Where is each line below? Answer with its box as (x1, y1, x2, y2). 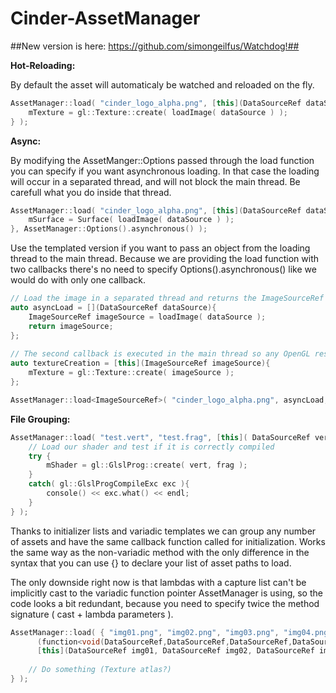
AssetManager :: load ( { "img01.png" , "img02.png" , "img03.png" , (10, 627, 280, 637)
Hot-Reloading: (10, 59, 76, 71)
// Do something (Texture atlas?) (28, 665, 172, 675)
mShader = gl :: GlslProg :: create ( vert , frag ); (46, 460, 248, 471)
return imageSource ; (28, 321, 114, 331)
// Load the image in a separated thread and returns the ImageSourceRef (10, 293, 325, 304)
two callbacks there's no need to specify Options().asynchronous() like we (10, 263, 317, 276)
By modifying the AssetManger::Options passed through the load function (10, 154, 315, 166)
